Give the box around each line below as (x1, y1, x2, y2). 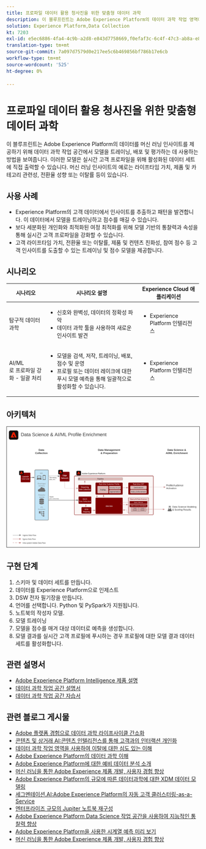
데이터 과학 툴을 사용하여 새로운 (57, 324, 132, 331)
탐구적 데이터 (9, 316, 41, 323)
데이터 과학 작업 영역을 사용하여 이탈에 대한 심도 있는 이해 (15, 745, 153, 752)
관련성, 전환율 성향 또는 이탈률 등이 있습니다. (22, 171, 128, 179)
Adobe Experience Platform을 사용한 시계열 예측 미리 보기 (15, 828, 156, 836)
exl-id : (6, 36, 26, 42)
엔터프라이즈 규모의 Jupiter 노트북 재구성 (15, 805, 113, 812)
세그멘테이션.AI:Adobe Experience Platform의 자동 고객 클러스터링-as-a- (15, 791, 193, 798)
